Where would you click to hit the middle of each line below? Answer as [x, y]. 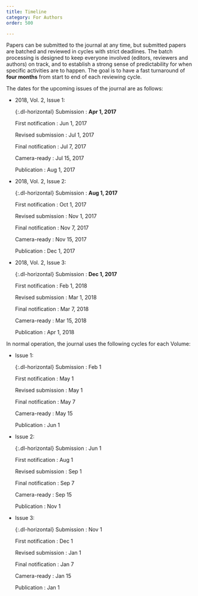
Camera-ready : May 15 [44, 413]
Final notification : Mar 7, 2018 [52, 309]
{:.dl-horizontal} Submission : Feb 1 [58, 367]
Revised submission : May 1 [49, 391]
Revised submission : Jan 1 [48, 553]
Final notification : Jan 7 [44, 564]
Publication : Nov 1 [38, 506]
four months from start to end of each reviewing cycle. [74, 77]
